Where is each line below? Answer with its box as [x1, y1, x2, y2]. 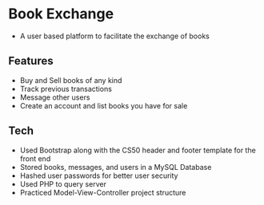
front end [19, 153, 51, 164]
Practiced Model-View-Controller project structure [19, 187, 186, 197]
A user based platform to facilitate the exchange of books [19, 31, 210, 41]
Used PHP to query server [19, 179, 106, 188]
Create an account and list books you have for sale [19, 101, 188, 110]
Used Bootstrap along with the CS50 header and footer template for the [19, 145, 256, 155]
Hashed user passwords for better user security [19, 171, 178, 180]
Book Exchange [8, 5, 114, 23]
